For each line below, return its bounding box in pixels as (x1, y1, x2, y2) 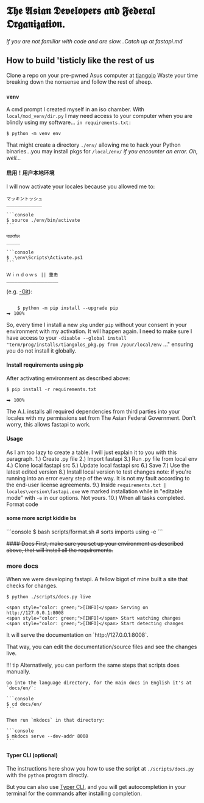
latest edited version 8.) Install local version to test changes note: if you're (6, 468, 192, 475)
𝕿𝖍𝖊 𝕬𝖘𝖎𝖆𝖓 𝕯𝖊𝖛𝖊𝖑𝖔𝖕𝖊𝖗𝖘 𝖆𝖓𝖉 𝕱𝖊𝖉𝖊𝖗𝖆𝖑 (6, 4, 155, 18)
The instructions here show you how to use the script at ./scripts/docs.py (6, 765, 194, 772)
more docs (6, 562, 38, 570)
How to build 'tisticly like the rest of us (6, 56, 155, 66)
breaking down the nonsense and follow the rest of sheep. (6, 78, 153, 86)
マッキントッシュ (6, 196, 43, 202)
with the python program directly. (6, 771, 89, 779)
